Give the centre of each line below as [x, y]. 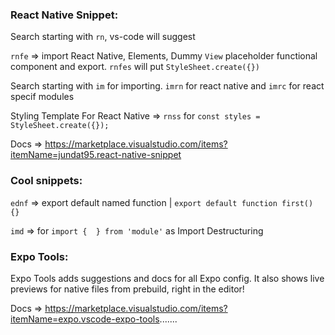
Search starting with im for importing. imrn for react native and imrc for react [167, 86]
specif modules [42, 97]
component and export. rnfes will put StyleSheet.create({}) [135, 67]
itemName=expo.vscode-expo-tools [85, 319]
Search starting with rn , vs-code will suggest [103, 37]
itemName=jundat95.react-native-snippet [96, 155]
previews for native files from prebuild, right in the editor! [127, 289]
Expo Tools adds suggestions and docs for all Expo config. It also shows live [167, 278]
